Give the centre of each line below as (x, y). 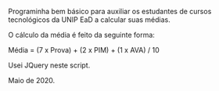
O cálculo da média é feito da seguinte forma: (81, 35)
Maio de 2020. (32, 80)
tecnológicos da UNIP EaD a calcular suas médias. (89, 20)
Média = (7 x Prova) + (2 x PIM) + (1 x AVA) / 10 (84, 50)
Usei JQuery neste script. (49, 65)
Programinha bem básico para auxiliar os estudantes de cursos (110, 11)
